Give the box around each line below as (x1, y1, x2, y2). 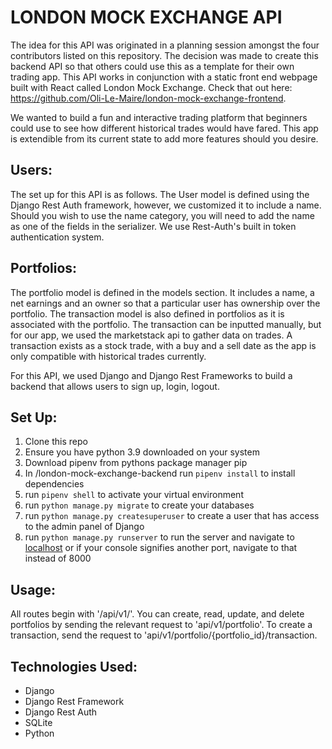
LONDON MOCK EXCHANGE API (10, 6, 283, 29)
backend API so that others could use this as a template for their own (10, 60, 295, 72)
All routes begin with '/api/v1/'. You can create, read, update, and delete (10, 608, 305, 620)
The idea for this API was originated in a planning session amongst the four (10, 39, 320, 51)
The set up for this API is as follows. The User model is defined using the (10, 188, 310, 200)
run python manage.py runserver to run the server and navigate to (24, 531, 295, 543)
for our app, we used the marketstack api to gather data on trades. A (10, 329, 293, 341)
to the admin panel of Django (24, 521, 145, 533)
